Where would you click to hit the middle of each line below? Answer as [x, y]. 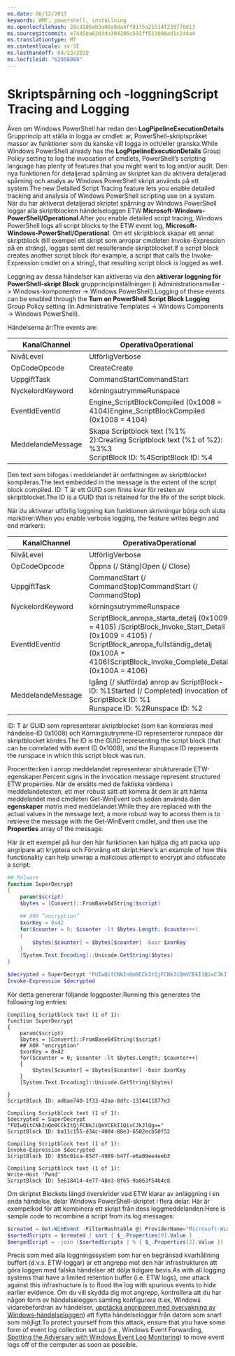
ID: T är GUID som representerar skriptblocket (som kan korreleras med [110, 725]
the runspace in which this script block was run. [76, 755]
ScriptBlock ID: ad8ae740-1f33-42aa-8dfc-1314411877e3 [89, 1101]
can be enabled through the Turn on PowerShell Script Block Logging [108, 298]
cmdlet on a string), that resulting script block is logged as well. [132, 262]
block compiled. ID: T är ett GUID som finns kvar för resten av [96, 489]
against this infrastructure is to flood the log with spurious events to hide [112, 1285]
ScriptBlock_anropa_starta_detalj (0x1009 [158, 618]
